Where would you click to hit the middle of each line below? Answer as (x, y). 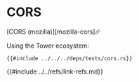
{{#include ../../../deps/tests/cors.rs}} (69, 58)
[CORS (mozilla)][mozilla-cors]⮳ (53, 32)
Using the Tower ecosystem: (48, 46)
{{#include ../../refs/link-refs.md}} (55, 71)
